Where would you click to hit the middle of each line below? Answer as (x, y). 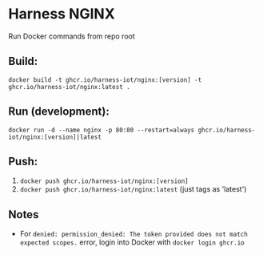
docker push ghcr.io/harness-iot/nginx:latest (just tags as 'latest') (133, 189)
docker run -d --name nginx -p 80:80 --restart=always (102, 130)
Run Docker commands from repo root (72, 36)
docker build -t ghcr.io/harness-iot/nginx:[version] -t (105, 80)
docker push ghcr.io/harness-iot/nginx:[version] (104, 181)
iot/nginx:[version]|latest (55, 137)
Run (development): (59, 112)
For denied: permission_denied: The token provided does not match (133, 234)
